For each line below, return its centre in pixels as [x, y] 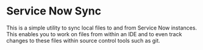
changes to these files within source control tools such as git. [83, 40]
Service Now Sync [54, 11]
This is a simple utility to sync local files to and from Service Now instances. [101, 28]
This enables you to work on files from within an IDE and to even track [94, 34]
